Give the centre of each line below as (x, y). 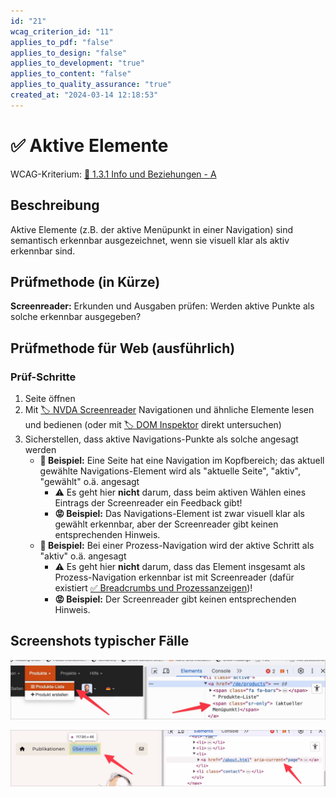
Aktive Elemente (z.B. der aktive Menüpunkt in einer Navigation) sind (152, 229)
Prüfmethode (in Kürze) (85, 281)
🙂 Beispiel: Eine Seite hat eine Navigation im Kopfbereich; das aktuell (182, 460)
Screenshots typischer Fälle (100, 641)
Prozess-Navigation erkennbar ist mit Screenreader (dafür (174, 577)
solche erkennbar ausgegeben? (76, 317)
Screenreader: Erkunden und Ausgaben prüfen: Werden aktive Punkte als (162, 306)
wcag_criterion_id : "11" (62, 31)
